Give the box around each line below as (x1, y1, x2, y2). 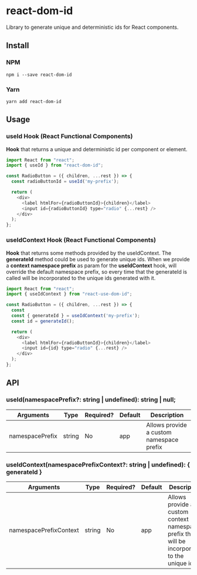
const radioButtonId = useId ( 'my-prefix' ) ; (11, 178, 119, 185)
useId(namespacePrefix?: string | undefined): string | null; (6, 395, 176, 404)
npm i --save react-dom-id (6, 72, 72, 78)
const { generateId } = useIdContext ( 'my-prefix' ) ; (11, 313, 141, 319)
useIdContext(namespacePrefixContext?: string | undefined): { (6, 460, 191, 468)
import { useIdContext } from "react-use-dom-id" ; (6, 291, 133, 297)
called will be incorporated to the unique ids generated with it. (6, 274, 156, 281)
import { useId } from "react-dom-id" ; (6, 162, 104, 168)
